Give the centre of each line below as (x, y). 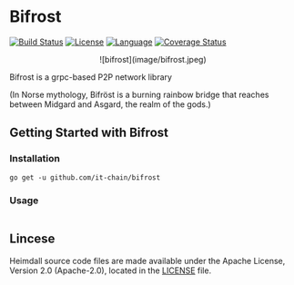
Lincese (32, 239)
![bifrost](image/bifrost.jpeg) (153, 59)
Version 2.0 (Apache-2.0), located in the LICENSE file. (111, 270)
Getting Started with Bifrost (89, 133)
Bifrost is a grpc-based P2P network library (91, 77)
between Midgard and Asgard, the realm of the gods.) (110, 104)
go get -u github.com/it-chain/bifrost (85, 177)
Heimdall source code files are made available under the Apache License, (147, 260)
